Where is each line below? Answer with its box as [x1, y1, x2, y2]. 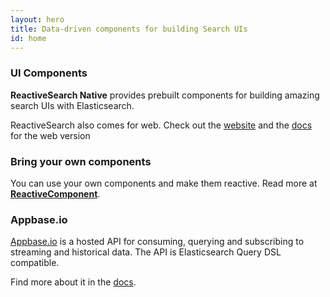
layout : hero [10, 14, 65, 25]
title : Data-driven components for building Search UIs [10, 24, 248, 34]
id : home [10, 33, 47, 43]
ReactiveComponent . [10, 187, 101, 200]
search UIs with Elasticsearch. [10, 99, 135, 111]
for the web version [10, 129, 91, 141]
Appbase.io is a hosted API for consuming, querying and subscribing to [10, 236, 305, 248]
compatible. [10, 257, 60, 269]
